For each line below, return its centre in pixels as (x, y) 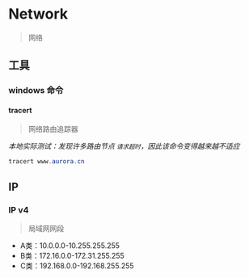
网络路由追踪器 (53, 129)
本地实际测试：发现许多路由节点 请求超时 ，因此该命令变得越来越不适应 (124, 146)
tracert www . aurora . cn (46, 162)
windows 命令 (36, 91)
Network (38, 14)
